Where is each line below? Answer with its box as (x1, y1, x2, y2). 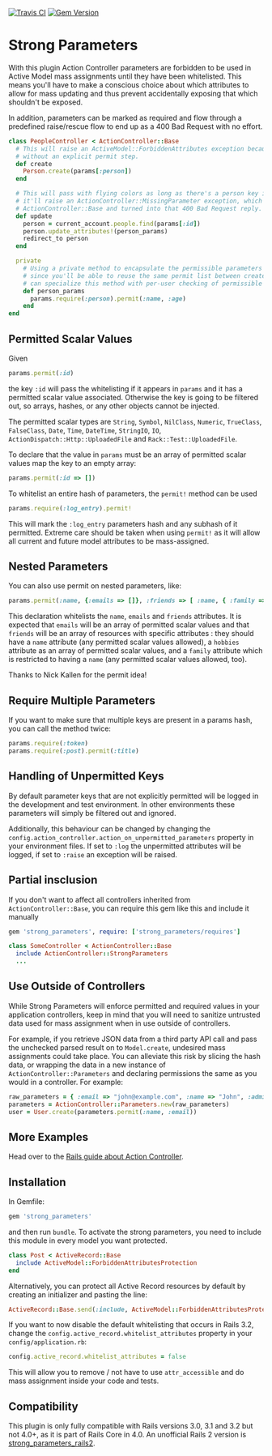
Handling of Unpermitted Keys (8, 770, 164, 784)
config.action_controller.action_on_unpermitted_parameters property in (8, 832, 254, 842)
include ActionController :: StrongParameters (15, 950, 168, 958)
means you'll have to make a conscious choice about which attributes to (8, 79, 249, 89)
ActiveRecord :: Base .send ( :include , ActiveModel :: (8, 1305, 180, 1313)
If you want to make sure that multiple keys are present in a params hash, (8, 715, 253, 725)
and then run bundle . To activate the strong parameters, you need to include (8, 1227, 261, 1236)
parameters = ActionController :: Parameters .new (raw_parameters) (8, 1100, 230, 1108)
